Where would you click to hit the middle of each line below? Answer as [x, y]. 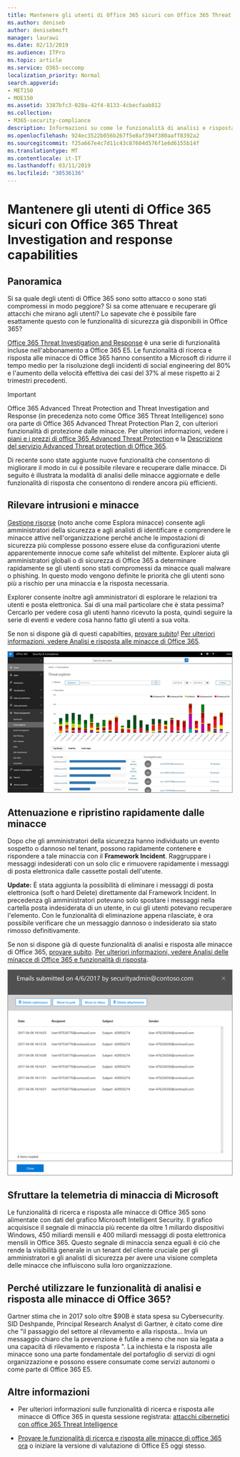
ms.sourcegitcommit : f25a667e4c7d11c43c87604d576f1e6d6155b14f [104, 143]
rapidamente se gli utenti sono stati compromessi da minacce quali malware [119, 568]
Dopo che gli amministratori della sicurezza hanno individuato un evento [114, 841]
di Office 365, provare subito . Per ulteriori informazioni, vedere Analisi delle [118, 952]
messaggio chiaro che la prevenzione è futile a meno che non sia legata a [115, 1339]
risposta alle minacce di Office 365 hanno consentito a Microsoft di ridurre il [119, 358]
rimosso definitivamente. [44, 931]
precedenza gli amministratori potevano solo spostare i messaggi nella [111, 901]
